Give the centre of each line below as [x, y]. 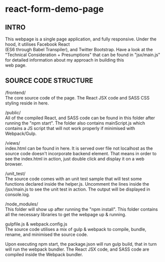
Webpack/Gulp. [21, 133]
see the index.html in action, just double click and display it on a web [75, 159]
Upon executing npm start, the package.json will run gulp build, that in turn [81, 244]
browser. [14, 164]
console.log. [18, 194]
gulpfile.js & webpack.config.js [36, 224]
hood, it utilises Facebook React [37, 44]
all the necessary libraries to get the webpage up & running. [66, 214]
